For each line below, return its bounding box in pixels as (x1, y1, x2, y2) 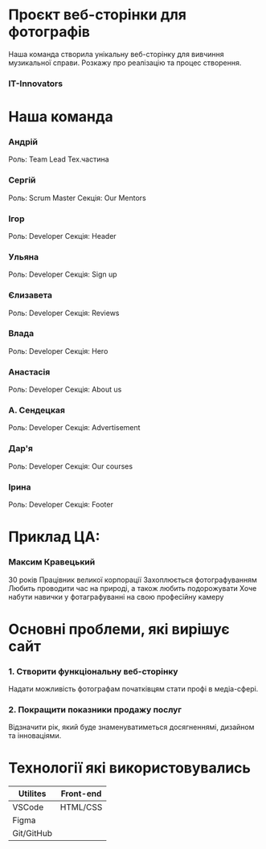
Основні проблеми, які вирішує (8, 620, 231, 638)
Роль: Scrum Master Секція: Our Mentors (8, 193, 146, 203)
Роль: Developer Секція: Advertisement (8, 423, 141, 433)
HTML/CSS (59, 802, 103, 813)
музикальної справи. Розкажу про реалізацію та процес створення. (8, 58, 242, 68)
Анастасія (8, 366, 51, 377)
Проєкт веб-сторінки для (8, 6, 187, 24)
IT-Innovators (8, 78, 63, 89)
